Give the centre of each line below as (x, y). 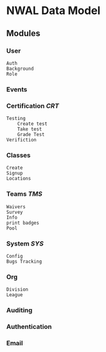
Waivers (16, 207)
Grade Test (31, 135)
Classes (19, 155)
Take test (30, 129)
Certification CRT (33, 106)
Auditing (19, 310)
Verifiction (21, 140)
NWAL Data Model (53, 11)
